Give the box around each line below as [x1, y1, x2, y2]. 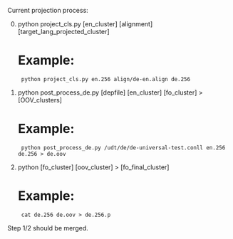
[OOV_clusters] [17, 95, 63, 104]
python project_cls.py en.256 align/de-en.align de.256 [21, 75, 191, 83]
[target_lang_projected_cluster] [17, 28, 110, 36]
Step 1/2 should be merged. [7, 223, 89, 232]
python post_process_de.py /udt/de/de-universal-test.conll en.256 [21, 144, 226, 152]
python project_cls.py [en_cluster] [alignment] [17, 20, 153, 28]
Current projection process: [7, 6, 89, 14]
